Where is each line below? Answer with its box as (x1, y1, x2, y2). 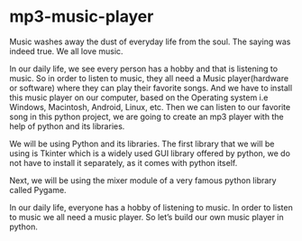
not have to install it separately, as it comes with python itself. (9, 157, 238, 168)
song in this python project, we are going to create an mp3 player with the (9, 111, 284, 122)
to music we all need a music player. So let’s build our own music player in (9, 211, 284, 222)
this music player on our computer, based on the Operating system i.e (9, 92, 269, 103)
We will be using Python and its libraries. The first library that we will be (9, 138, 275, 149)
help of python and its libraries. (9, 120, 125, 132)
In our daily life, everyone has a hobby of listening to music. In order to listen (9, 201, 293, 213)
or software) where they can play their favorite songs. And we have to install (9, 82, 293, 93)
